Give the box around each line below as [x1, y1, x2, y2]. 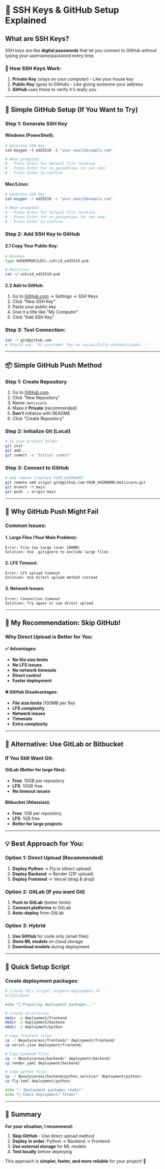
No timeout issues [12, 788, 51, 794]
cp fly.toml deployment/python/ [5, 1079, 71, 1083]
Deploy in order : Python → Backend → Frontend [12, 1138, 110, 1144]
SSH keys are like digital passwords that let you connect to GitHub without [5, 48, 157, 53]
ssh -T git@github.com [5, 338, 52, 343]
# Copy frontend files [5, 1033, 52, 1039]
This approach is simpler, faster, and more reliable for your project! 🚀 [5, 1158, 146, 1164]
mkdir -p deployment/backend [5, 1020, 65, 1025]
